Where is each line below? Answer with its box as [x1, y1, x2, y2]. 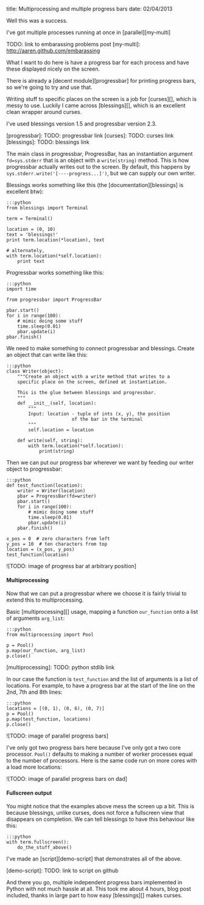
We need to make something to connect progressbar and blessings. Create [6, 345, 195, 352]
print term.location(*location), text [6, 237, 105, 243]
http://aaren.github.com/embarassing [6, 47, 100, 54]
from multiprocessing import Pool [6, 632, 94, 638]
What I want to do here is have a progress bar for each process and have [6, 59, 189, 66]
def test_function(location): [6, 482, 83, 488]
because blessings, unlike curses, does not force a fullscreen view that [6, 809, 185, 817]
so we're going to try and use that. [6, 83, 93, 91]
